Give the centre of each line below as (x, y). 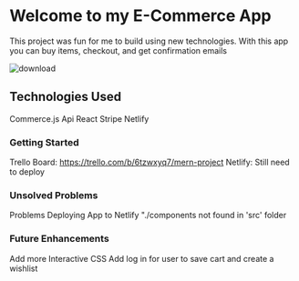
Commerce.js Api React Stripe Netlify (79, 118)
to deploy (27, 172)
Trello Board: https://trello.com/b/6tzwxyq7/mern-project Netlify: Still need (149, 162)
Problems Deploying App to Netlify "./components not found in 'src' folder (148, 216)
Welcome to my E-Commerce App (140, 16)
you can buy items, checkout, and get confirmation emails (119, 50)
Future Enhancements (59, 239)
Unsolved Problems (54, 195)
